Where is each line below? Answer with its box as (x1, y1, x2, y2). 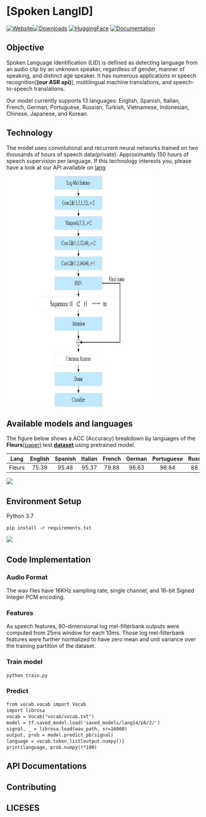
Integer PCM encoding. (6, 593, 66, 601)
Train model (6, 658, 43, 666)
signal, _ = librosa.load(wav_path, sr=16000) (6, 726, 128, 732)
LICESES (6, 803, 40, 813)
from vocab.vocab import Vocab (6, 701, 86, 708)
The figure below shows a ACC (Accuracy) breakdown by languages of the (6, 435, 196, 442)
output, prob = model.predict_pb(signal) (6, 732, 114, 738)
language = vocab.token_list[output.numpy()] (6, 738, 124, 744)
